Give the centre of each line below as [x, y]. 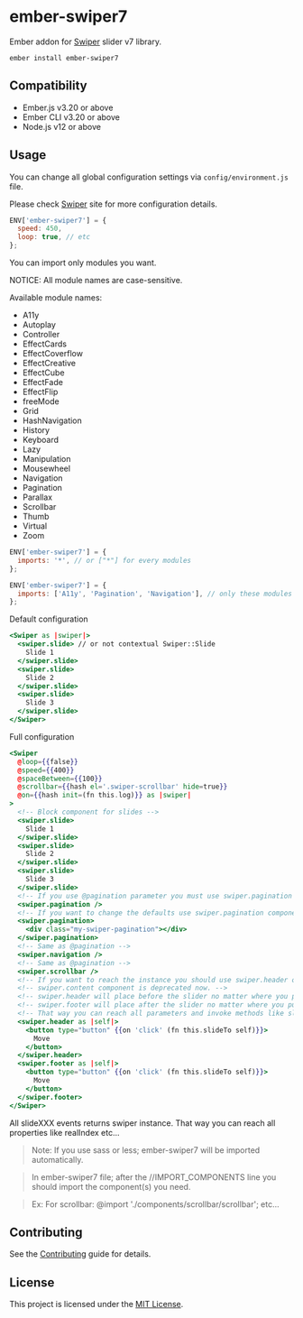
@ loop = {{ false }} [48, 761]
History [36, 430]
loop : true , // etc [54, 237]
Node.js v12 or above [62, 126]
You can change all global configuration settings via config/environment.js [149, 177]
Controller [41, 335]
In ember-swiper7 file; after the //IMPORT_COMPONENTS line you [154, 1177]
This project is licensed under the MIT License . [96, 1304]
